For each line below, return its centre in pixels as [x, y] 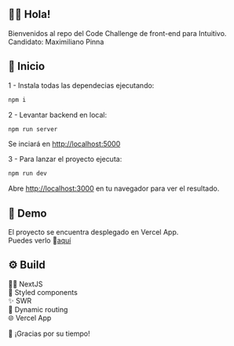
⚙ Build [27, 265]
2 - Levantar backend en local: [58, 115]
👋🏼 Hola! [29, 15]
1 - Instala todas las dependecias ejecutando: [81, 85]
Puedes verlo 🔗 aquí [40, 241]
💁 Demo [27, 213]
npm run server [33, 129]
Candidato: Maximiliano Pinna [56, 42]
